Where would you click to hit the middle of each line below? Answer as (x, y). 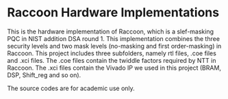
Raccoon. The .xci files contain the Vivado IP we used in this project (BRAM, (114, 68)
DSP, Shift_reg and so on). (44, 75)
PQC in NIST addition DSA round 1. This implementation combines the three (114, 38)
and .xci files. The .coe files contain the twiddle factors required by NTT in (112, 60)
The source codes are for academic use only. (71, 88)
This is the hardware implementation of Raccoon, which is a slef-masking (111, 31)
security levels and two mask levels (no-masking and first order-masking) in (114, 46)
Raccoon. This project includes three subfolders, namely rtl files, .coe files (112, 53)
